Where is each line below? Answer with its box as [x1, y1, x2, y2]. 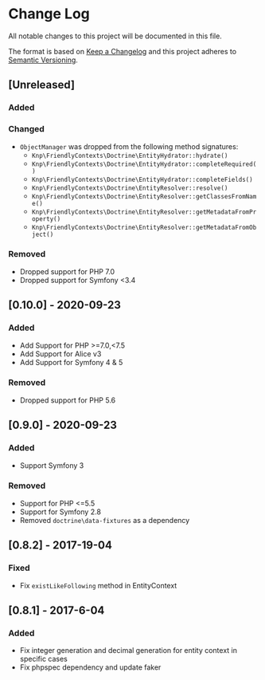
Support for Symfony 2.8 [19, 507, 102, 517]
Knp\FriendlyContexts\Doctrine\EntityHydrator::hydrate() [31, 151, 228, 159]
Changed [8, 124, 45, 135]
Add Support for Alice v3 [19, 348, 102, 359]
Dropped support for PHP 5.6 [19, 395, 116, 405]
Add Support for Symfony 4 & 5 [19, 357, 123, 367]
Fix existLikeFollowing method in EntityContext [19, 580, 177, 590]
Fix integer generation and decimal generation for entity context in [19, 646, 237, 655]
